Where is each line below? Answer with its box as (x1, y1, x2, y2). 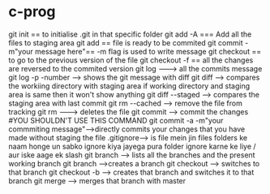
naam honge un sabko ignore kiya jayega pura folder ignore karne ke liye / (8, 141, 257, 151)
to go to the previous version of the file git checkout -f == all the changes (8, 55, 254, 65)
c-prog (8, 2, 56, 21)
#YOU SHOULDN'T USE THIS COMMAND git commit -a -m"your (8, 115, 224, 125)
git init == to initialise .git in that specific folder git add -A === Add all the (8, 29, 252, 39)
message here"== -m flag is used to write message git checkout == (35, 46, 262, 56)
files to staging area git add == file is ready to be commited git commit (8, 37, 243, 47)
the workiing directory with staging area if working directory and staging (8, 80, 251, 91)
